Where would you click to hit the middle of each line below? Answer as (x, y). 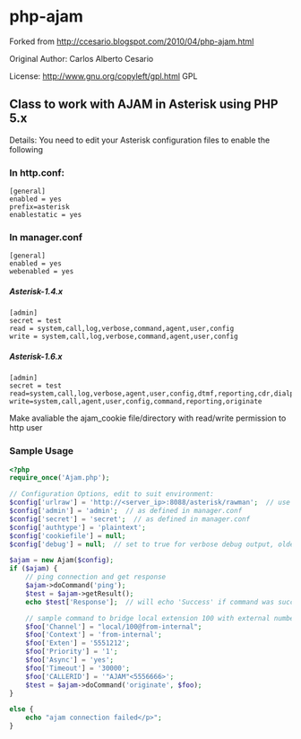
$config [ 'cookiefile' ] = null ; (68, 535)
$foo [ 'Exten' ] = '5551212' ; (77, 643)
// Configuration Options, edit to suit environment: (112, 494)
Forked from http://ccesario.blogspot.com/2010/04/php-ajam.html (132, 41)
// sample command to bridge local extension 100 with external (148, 618)
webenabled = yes (42, 272)
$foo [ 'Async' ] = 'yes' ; (70, 660)
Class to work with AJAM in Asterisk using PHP (144, 104)
